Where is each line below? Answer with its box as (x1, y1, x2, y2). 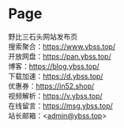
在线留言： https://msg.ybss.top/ (8, 100, 113, 111)
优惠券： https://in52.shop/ (8, 81, 95, 91)
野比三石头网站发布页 (8, 32, 77, 41)
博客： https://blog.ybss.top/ (8, 61, 100, 71)
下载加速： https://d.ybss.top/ (8, 71, 103, 81)
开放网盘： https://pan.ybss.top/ (8, 51, 112, 61)
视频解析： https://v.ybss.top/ (8, 91, 103, 100)
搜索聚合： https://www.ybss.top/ (8, 41, 116, 51)
